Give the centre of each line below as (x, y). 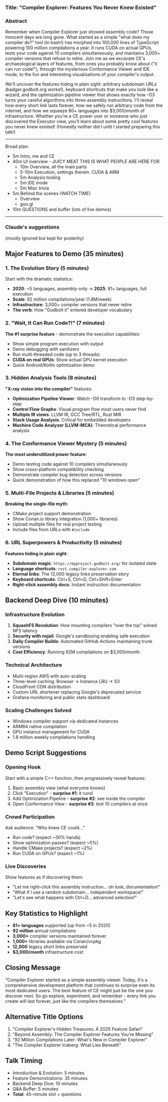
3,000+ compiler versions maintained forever (59, 936)
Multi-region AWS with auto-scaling (49, 676)
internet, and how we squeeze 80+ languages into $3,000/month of (75, 111)
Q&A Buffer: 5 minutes (35, 1088)
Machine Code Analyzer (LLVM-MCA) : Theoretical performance (79, 425)
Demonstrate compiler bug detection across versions (67, 475)
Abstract (16, 21)
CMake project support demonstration (52, 514)
